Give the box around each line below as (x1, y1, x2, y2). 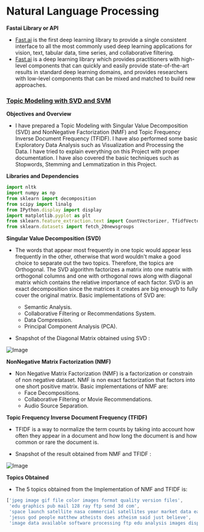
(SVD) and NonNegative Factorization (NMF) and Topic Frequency (15, 129, 181, 136)
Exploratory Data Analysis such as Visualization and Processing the (15, 142, 184, 149)
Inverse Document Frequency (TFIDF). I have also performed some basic (15, 135, 198, 142)
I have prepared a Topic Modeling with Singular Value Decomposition (15, 122, 188, 129)
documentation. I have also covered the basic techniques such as (15, 154, 180, 162)
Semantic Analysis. (24, 304, 72, 311)
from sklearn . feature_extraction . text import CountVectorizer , (6, 218, 170, 224)
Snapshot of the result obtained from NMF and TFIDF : (15, 451, 152, 458)
